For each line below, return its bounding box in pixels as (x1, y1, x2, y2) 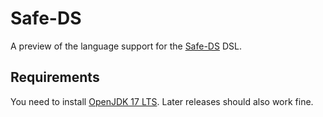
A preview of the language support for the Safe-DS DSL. (10, 40, 242, 52)
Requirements (10, 69, 100, 86)
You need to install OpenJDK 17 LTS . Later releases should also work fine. (10, 95, 314, 107)
